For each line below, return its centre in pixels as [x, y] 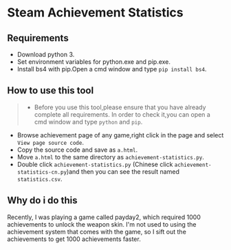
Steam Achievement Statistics [95, 13]
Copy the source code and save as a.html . [77, 150]
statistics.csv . [40, 179]
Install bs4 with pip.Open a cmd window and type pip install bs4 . [112, 69]
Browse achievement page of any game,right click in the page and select [120, 135]
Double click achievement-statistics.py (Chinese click [95, 164]
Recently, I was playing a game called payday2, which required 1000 [104, 217]
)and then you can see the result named [123, 171]
